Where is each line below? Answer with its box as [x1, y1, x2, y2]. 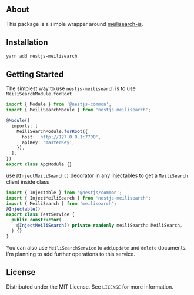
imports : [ [11, 123, 38, 129]
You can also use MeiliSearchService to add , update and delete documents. [6, 244, 187, 251]
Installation [6, 38, 48, 48]
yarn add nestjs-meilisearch [6, 53, 78, 59]
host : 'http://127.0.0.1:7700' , [21, 134, 101, 140]
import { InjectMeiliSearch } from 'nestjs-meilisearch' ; [6, 195, 151, 201]
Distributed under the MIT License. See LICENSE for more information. [6, 283, 173, 290]
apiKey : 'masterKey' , [21, 140, 75, 145]
